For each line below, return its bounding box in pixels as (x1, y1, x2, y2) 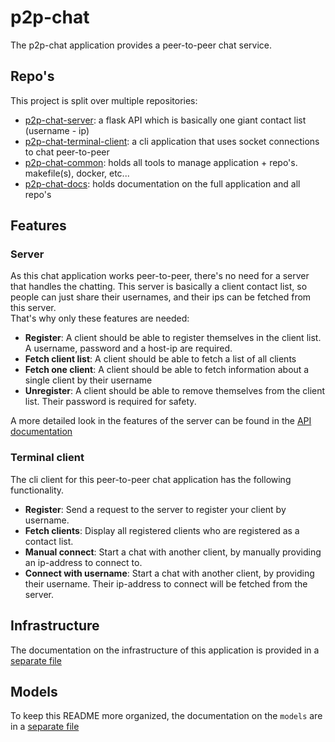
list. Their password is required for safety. (24, 396, 197, 408)
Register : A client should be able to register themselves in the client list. (24, 332, 322, 344)
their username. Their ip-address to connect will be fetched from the (24, 577, 308, 590)
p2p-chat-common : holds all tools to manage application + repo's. (24, 156, 298, 168)
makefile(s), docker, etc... (24, 167, 130, 179)
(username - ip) (24, 124, 90, 136)
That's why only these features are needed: (10, 312, 190, 325)
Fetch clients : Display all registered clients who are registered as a (24, 524, 300, 536)
